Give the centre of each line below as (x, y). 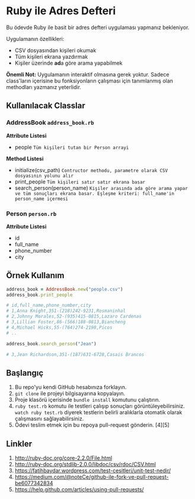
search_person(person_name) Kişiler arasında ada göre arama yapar (101, 187)
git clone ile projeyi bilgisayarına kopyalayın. (70, 393)
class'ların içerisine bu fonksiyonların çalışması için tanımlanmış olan (90, 81)
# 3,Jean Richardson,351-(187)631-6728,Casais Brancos (75, 354)
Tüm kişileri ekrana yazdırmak (51, 56)
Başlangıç (25, 373)
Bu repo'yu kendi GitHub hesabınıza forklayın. (71, 387)
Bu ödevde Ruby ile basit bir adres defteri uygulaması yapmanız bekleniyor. (98, 27)
